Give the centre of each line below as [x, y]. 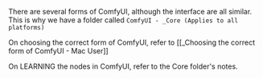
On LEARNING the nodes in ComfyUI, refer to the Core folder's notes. [123, 66]
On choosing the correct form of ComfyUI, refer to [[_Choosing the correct [132, 42]
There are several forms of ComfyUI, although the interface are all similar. [130, 12]
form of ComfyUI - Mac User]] [58, 51]
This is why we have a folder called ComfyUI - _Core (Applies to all [123, 20]
